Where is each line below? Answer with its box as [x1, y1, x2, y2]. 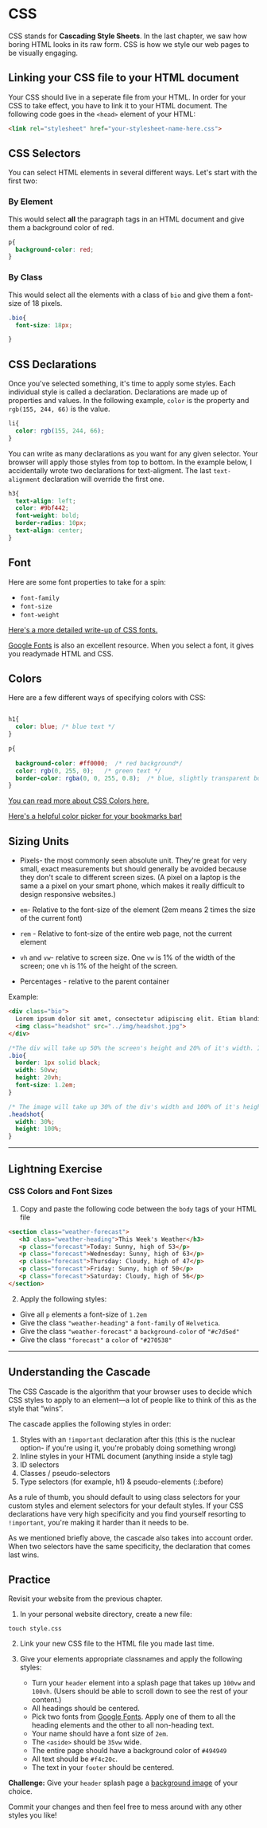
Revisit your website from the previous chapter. [8, 1594, 163, 1603]
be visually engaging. [8, 48, 78, 57]
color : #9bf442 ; [15, 504, 69, 512]
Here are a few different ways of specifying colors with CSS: [8, 693, 207, 703]
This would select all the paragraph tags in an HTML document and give [8, 214, 245, 224]
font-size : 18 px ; [15, 321, 73, 329]
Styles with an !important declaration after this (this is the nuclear [19, 1435, 236, 1444]
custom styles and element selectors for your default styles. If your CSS [8, 1501, 244, 1510]
